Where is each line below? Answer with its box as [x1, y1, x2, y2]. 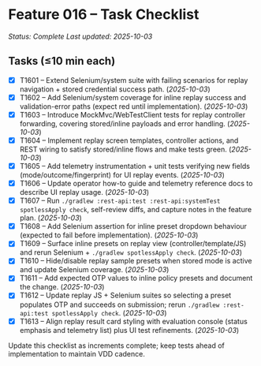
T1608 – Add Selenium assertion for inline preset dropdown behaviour [19, 222, 247, 231]
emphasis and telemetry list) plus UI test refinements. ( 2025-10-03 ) [19, 325, 240, 334]
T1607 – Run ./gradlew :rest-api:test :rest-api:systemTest [19, 196, 221, 206]
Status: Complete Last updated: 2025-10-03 [8, 32, 153, 41]
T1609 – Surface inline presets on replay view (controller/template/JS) [19, 239, 247, 248]
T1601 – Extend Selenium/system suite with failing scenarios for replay [19, 75, 248, 84]
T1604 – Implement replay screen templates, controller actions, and [19, 136, 239, 145]
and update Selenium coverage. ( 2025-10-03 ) [19, 265, 170, 274]
